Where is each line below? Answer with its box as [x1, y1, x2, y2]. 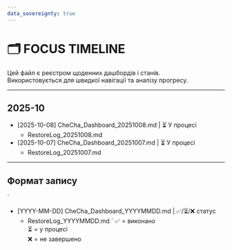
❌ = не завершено [27, 235, 81, 243]
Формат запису [7, 175, 78, 187]
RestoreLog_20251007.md [27, 149, 101, 157]
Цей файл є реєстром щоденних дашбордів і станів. [7, 68, 161, 76]
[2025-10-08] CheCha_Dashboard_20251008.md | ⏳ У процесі [17, 121, 197, 129]
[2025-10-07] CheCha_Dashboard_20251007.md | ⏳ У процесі [17, 138, 195, 147]
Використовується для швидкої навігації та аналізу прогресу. [7, 76, 188, 84]
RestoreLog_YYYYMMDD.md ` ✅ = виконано [27, 217, 155, 225]
